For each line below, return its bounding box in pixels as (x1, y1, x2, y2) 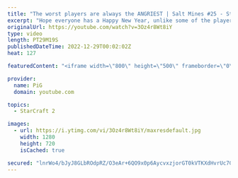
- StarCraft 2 (13, 107, 55, 115)
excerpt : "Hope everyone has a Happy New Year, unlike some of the (7, 17, 211, 24)
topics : (7, 101, 30, 108)
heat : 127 (7, 50, 37, 57)
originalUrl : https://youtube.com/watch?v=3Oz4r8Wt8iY (7, 23, 173, 30)
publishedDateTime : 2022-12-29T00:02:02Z (7, 43, 132, 50)
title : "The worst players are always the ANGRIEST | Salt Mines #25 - (7, 10, 223, 18)
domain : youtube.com (13, 88, 74, 95)
